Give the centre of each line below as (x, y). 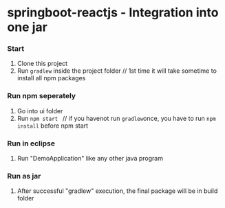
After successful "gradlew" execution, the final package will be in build (117, 191)
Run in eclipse (31, 143)
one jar (28, 27)
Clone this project (42, 64)
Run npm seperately (42, 96)
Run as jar (24, 176)
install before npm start (52, 126)
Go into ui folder (40, 111)
